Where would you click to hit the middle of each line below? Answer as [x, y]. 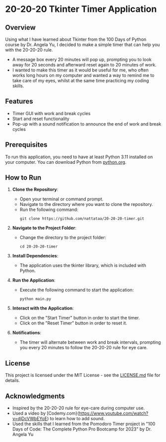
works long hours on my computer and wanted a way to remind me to [83, 75]
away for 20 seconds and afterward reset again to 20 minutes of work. [84, 65]
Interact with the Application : [43, 308]
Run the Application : [34, 280]
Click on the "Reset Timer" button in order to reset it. [73, 323]
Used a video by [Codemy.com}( [46, 413]
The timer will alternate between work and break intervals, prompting [90, 342]
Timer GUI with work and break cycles [51, 113]
